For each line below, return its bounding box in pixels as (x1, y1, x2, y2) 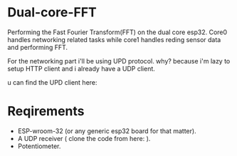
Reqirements (7, 103, 85, 120)
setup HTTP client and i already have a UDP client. (7, 64, 155, 73)
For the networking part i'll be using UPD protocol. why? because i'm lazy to (7, 56, 231, 65)
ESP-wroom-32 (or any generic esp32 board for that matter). (17, 126, 197, 135)
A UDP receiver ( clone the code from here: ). (17, 134, 151, 142)
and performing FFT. (7, 43, 68, 51)
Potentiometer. (17, 142, 61, 150)
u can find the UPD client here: (7, 78, 98, 86)
